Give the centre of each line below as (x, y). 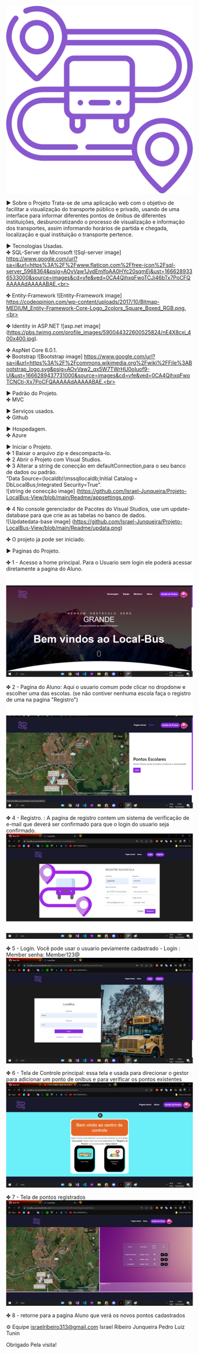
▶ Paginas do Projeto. (33, 551)
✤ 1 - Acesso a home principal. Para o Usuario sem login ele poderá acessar (99, 562)
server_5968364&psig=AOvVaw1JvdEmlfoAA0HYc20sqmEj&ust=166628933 (99, 271)
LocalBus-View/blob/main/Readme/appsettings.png (69, 497)
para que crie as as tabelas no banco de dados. (88, 515)
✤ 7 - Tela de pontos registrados (46, 1197)
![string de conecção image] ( (42, 491)
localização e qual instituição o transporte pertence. (70, 234)
